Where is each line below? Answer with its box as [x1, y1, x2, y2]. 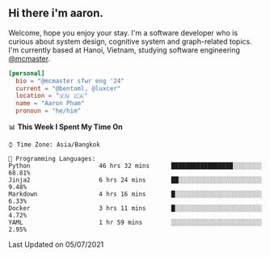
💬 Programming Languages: [8, 155, 95, 163]
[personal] [8, 69, 45, 78]
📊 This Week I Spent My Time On [8, 122, 123, 132]
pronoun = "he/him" [15, 107, 82, 116]
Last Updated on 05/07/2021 [8, 240, 104, 250]
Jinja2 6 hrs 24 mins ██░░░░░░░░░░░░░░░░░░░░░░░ [8, 176, 263, 184]
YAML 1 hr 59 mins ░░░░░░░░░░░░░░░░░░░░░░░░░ [8, 218, 263, 227]
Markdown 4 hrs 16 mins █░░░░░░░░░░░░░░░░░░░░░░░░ [8, 190, 263, 199]
